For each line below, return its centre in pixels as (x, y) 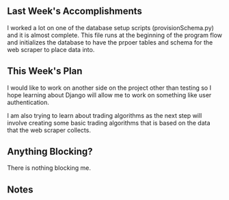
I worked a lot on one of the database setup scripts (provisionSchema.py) (110, 27)
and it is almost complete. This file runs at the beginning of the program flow (115, 35)
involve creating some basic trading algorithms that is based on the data (109, 123)
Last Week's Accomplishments (75, 11)
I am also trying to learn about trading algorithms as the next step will (105, 115)
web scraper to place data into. (51, 49)
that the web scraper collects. (49, 130)
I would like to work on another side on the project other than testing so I (109, 88)
